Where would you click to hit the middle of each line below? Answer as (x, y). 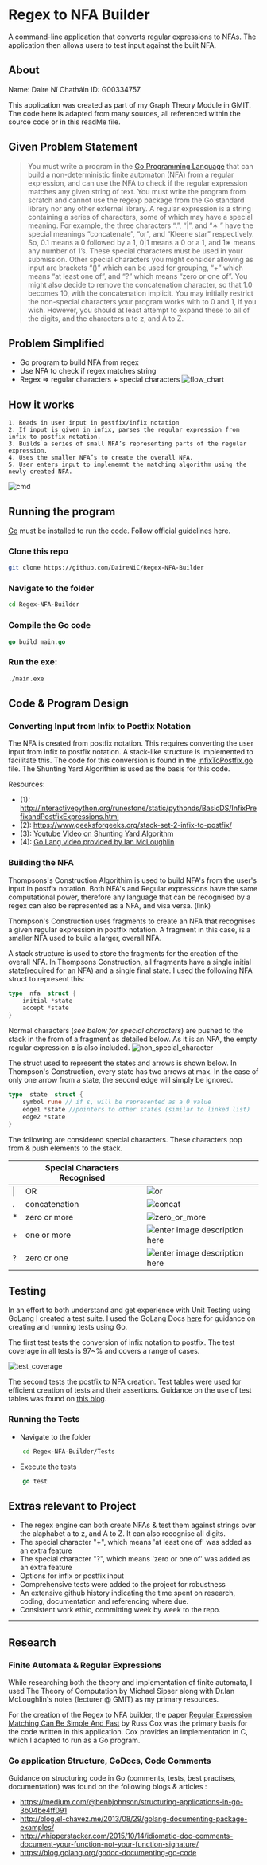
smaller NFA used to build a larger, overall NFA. (85, 938)
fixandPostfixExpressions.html (69, 817)
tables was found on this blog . (58, 1399)
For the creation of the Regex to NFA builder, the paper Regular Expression (130, 1714)
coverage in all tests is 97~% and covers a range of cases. (104, 1351)
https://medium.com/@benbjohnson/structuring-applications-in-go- (132, 1802)
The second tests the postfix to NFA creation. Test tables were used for (125, 1382)
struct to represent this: (46, 978)
